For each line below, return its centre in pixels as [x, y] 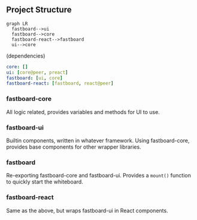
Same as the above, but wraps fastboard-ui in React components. [87, 210]
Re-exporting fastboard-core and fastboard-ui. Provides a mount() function [99, 176]
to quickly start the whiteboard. [45, 182]
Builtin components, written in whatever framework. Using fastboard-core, [98, 140]
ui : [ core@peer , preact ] [37, 72]
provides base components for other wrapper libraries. [74, 147]
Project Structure [39, 10]
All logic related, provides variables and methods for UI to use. [83, 112]
